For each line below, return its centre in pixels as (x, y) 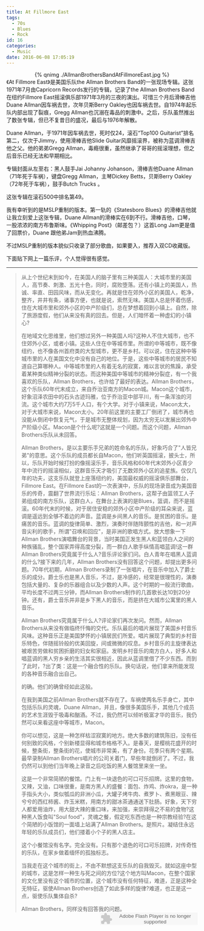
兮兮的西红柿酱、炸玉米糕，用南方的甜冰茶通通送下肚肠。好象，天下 (106, 801)
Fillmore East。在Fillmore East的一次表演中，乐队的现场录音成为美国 (107, 485)
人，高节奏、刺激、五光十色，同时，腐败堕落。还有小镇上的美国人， (106, 284)
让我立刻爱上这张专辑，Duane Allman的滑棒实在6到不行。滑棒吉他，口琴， (100, 217)
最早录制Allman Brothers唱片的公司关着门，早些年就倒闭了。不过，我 (107, 758)
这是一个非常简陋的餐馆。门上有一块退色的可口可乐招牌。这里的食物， (109, 778)
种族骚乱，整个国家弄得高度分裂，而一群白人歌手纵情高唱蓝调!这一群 (107, 546)
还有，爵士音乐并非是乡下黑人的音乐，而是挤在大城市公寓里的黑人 (114, 600)
